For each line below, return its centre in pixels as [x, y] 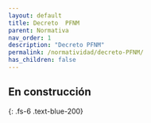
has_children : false [43, 60]
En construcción [50, 92]
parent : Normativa [39, 30]
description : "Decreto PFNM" [56, 45]
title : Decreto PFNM [44, 23]
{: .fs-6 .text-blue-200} [46, 111]
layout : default [35, 15]
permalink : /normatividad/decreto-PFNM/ [76, 52]
